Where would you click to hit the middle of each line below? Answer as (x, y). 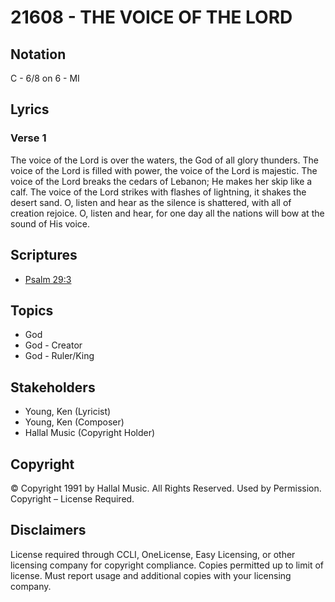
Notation (38, 54)
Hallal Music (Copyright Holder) (90, 433)
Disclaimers (48, 530)
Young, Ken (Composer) (74, 422)
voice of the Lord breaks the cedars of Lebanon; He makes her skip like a (161, 181)
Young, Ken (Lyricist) (68, 412)
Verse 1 (28, 138)
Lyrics (30, 109)
